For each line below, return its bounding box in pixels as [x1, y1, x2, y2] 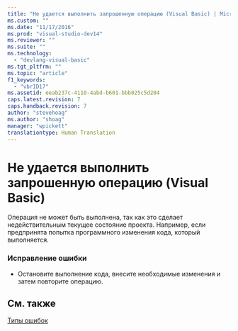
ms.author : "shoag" [7, 116, 65, 123]
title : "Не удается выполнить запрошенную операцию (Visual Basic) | [7, 10, 217, 18]
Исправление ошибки [7, 253, 87, 263]
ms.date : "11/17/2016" [7, 23, 74, 30]
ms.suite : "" [7, 43, 46, 50]
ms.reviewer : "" [7, 37, 55, 44]
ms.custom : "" [7, 17, 50, 24]
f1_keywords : [7, 76, 46, 84]
